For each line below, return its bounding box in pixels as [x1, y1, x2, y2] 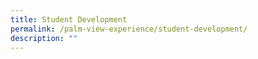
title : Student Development [10, 14, 128, 25]
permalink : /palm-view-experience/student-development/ [10, 24, 248, 34]
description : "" [10, 33, 78, 43]
